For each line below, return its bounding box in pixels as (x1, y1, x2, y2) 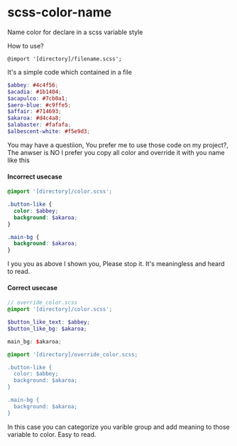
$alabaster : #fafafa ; (7, 122, 72, 129)
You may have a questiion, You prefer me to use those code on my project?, (7, 140, 229, 149)
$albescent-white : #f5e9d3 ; (7, 128, 91, 135)
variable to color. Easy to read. (7, 430, 97, 438)
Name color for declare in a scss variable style (7, 28, 143, 36)
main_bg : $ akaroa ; (7, 338, 62, 345)
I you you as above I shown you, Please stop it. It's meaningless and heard (7, 260, 225, 268)
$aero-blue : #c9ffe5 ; (7, 101, 72, 109)
